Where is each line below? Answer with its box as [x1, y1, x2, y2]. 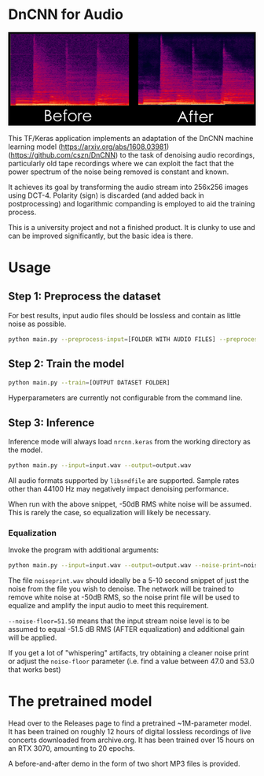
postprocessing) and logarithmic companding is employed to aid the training [8, 199, 255, 208]
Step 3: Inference [8, 416, 95, 429]
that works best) [8, 665, 61, 674]
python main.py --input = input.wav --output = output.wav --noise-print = [8, 562, 244, 570]
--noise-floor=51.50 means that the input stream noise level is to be [8, 616, 230, 626]
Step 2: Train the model [8, 357, 124, 371]
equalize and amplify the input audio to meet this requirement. [8, 601, 210, 611]
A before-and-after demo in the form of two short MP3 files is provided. [8, 759, 240, 769]
